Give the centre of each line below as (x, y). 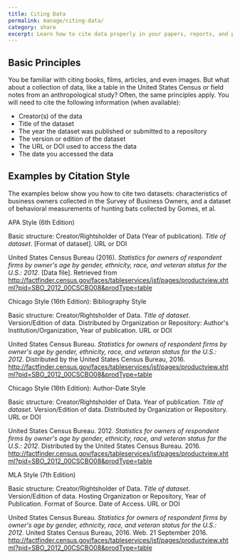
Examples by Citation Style (69, 176)
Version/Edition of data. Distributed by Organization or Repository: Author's (119, 323)
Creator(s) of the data (50, 116)
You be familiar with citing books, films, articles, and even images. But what (119, 80)
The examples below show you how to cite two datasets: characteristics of (118, 193)
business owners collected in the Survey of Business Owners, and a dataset (120, 201)
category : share (32, 27)
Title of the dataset (46, 124)
